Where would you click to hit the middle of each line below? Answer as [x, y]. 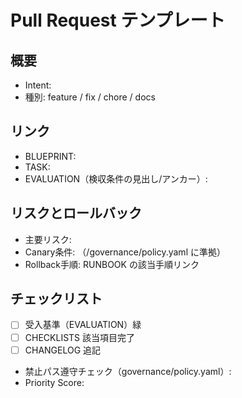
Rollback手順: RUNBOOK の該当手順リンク [112, 264]
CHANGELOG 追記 [63, 350]
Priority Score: [54, 382]
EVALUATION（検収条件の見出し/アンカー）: [116, 178]
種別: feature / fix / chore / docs [90, 97]
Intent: [38, 85]
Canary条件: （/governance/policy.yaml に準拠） [125, 252]
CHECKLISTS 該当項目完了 [80, 337]
